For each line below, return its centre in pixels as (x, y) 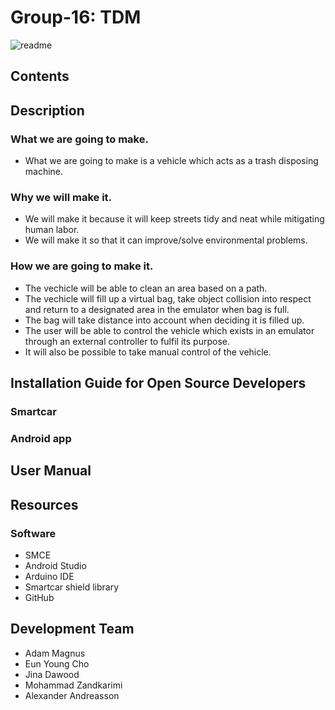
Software (33, 533)
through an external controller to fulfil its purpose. (127, 341)
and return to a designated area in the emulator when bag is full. (157, 309)
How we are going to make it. (82, 266)
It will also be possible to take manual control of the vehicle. (148, 352)
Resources (44, 504)
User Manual (51, 471)
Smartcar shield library (72, 587)
